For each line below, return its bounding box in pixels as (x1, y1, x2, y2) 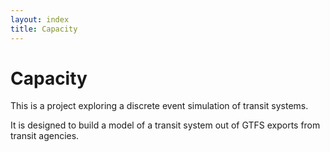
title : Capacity (10, 24, 78, 34)
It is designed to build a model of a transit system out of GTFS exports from (10, 119, 321, 131)
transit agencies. (10, 130, 80, 142)
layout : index (10, 14, 70, 25)
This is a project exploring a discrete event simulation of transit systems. (10, 100, 309, 112)
